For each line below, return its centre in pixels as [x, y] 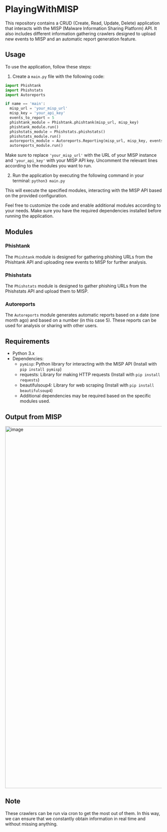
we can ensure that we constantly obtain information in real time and [75, 819]
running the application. [29, 216]
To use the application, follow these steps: [48, 66]
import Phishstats [24, 90]
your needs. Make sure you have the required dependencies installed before [83, 211]
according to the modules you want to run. [49, 166]
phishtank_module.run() [34, 127]
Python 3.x [23, 354]
